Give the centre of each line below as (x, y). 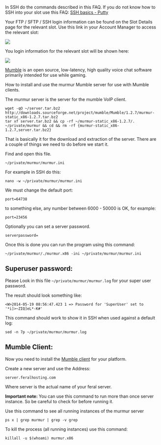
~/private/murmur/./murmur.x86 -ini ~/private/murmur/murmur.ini (73, 254)
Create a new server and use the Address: (48, 368)
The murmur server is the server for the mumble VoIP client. (66, 99)
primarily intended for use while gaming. (46, 75)
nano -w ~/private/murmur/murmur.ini (44, 181)
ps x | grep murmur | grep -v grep (41, 420)
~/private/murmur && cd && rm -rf (40, 126)
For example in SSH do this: (33, 172)
